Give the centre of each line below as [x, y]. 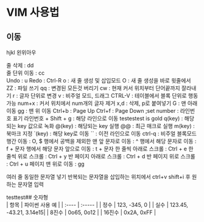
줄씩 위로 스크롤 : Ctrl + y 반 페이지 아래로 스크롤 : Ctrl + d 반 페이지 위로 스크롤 [101, 156]
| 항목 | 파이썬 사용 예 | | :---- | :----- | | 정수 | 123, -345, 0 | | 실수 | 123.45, [97, 205]
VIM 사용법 [33, 12]
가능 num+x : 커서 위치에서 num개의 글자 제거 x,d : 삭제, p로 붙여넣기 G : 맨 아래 [102, 103]
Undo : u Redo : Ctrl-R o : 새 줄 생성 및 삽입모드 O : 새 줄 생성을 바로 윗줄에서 [99, 80]
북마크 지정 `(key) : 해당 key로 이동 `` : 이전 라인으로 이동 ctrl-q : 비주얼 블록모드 [101, 133]
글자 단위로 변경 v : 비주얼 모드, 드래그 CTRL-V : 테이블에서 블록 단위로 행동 [109, 96]
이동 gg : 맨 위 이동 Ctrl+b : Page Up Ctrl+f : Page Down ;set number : [93, 111]
